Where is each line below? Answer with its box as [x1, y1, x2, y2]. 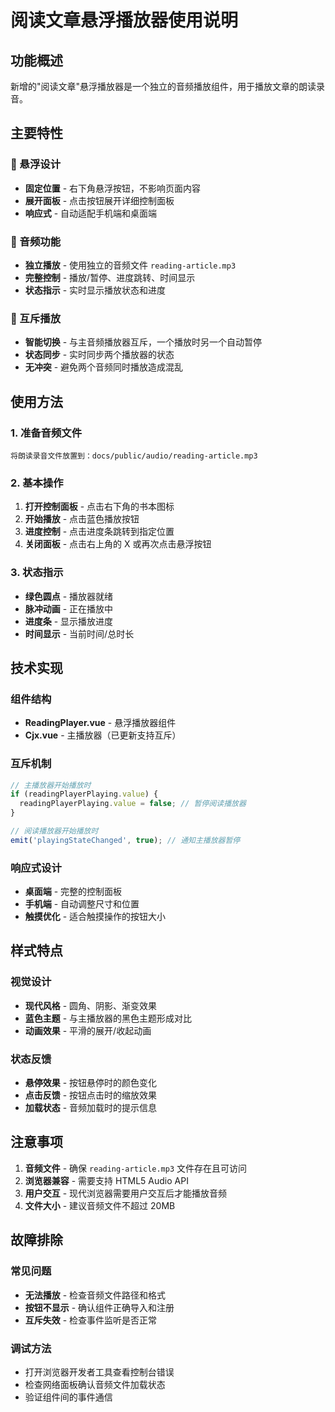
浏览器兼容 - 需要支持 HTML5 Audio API [24, 1174, 189, 1186]
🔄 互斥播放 [10, 311, 62, 325]
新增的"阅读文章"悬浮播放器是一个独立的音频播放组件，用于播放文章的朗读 [10, 81, 317, 92]
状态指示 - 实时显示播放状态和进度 [24, 284, 167, 296]
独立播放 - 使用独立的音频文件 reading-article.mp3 [24, 259, 237, 271]
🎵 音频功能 [10, 234, 62, 248]
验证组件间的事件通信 [24, 1391, 113, 1403]
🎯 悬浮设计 [10, 157, 62, 171]
